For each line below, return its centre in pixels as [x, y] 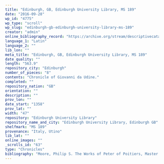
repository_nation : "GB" [30, 86]
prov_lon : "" [18, 100]
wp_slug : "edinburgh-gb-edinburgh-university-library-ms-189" [70, 28]
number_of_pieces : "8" [28, 73]
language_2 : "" [20, 46]
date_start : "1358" [25, 104]
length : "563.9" [21, 64]
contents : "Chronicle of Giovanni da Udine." [52, 77]
